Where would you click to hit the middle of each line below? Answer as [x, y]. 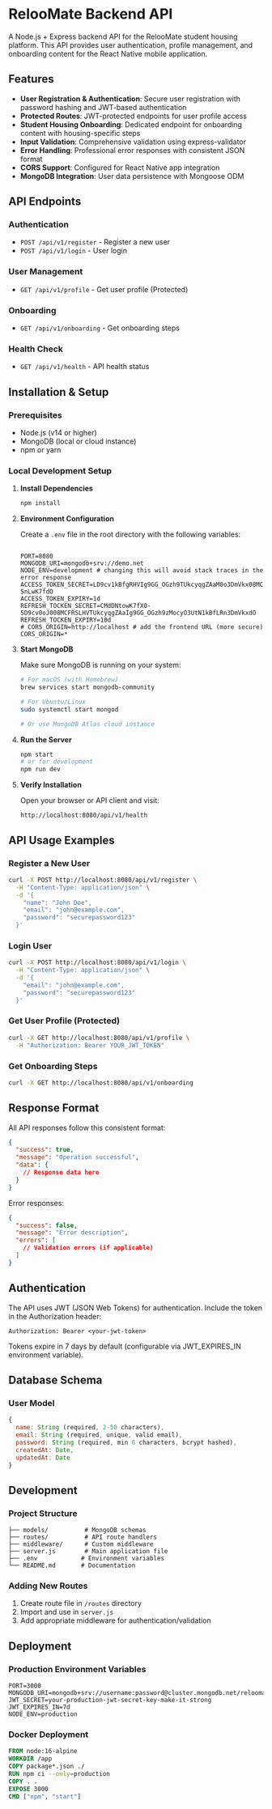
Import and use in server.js [67, 1612]
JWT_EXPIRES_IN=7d [39, 1707]
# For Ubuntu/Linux [53, 702]
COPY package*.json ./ [47, 1767]
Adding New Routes [48, 1586]
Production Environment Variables [77, 1669]
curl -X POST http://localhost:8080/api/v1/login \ [97, 963]
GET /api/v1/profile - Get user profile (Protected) [104, 289]
